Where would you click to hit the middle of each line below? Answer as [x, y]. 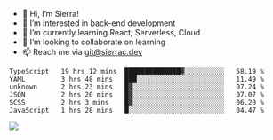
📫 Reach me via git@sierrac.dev [82, 52]
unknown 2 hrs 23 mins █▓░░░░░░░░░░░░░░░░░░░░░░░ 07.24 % [137, 87]
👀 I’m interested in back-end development [99, 23]
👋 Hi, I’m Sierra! [51, 14]
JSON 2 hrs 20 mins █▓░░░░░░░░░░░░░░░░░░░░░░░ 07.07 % [137, 95]
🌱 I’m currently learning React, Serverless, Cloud [111, 32]
